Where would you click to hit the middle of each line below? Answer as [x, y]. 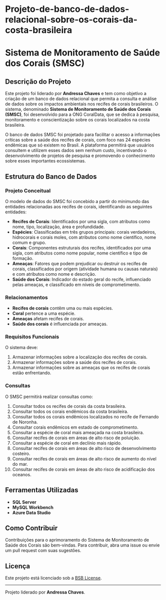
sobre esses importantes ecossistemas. [46, 161]
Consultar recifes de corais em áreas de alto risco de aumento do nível [84, 458]
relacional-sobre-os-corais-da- [71, 20]
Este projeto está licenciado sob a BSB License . [54, 578]
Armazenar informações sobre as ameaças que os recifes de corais [81, 368]
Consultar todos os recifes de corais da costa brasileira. [69, 406]
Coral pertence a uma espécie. [44, 313]
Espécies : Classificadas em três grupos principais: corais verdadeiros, [84, 232]
